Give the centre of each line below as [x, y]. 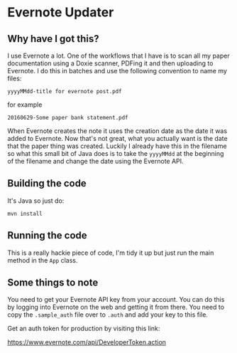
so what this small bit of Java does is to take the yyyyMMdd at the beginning [116, 153]
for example [25, 105]
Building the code [47, 183]
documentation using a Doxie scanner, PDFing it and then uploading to [110, 63]
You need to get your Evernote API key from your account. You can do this [116, 300]
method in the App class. [43, 260]
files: [15, 78]
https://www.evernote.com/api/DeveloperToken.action [87, 342]
